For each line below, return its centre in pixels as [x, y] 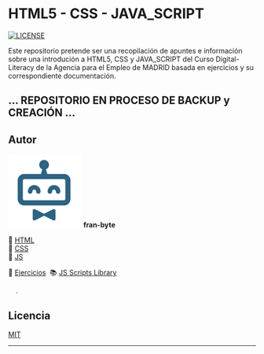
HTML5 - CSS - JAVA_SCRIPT [106, 14]
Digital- [227, 59]
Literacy [21, 67]
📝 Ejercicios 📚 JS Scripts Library [62, 273]
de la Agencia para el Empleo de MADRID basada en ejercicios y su [145, 67]
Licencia [29, 315]
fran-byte [99, 225]
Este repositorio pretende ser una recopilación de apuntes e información [125, 50]
